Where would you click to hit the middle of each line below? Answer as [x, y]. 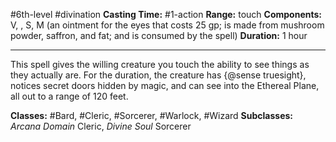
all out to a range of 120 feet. [69, 96]
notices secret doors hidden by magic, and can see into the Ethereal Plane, [165, 85]
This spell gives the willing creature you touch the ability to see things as [160, 64]
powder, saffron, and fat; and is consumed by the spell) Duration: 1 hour [159, 35]
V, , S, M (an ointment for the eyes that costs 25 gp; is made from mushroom [167, 25]
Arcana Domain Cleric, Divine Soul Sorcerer [101, 126]
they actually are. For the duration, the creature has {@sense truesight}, [158, 75]
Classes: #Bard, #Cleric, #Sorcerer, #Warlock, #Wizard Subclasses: [151, 115]
